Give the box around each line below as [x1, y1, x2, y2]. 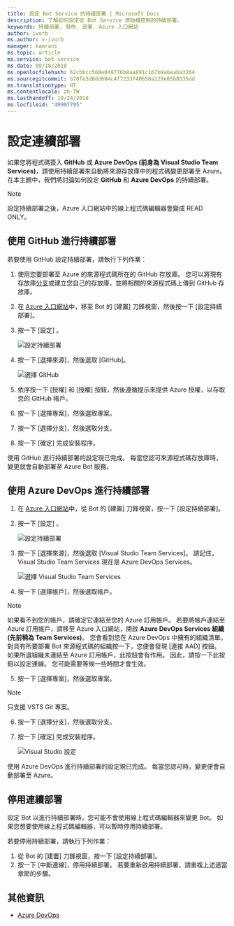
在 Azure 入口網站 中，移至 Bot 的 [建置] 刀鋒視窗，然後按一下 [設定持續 [17, 302, 222, 311]
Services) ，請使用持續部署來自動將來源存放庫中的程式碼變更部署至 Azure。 [7, 166, 226, 175]
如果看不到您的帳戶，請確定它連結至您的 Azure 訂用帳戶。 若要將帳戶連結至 [7, 616, 226, 625]
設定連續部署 [7, 134, 82, 150]
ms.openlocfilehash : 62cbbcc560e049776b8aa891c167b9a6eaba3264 [7, 69, 196, 76]
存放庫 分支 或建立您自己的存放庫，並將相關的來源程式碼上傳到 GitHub [17, 278, 217, 287]
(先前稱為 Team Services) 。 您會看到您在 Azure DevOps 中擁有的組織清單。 [7, 634, 227, 642]
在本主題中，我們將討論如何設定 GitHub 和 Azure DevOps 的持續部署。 [7, 176, 213, 184]
